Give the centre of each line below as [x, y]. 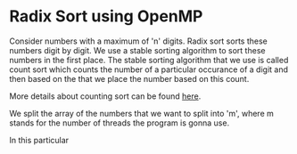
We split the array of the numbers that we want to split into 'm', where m [142, 113]
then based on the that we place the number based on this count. [129, 78]
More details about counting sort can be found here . [105, 96]
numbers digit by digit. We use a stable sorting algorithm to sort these [137, 50]
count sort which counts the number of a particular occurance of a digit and [148, 69]
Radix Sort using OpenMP [106, 16]
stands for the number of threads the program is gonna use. [120, 123]
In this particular [39, 140]
